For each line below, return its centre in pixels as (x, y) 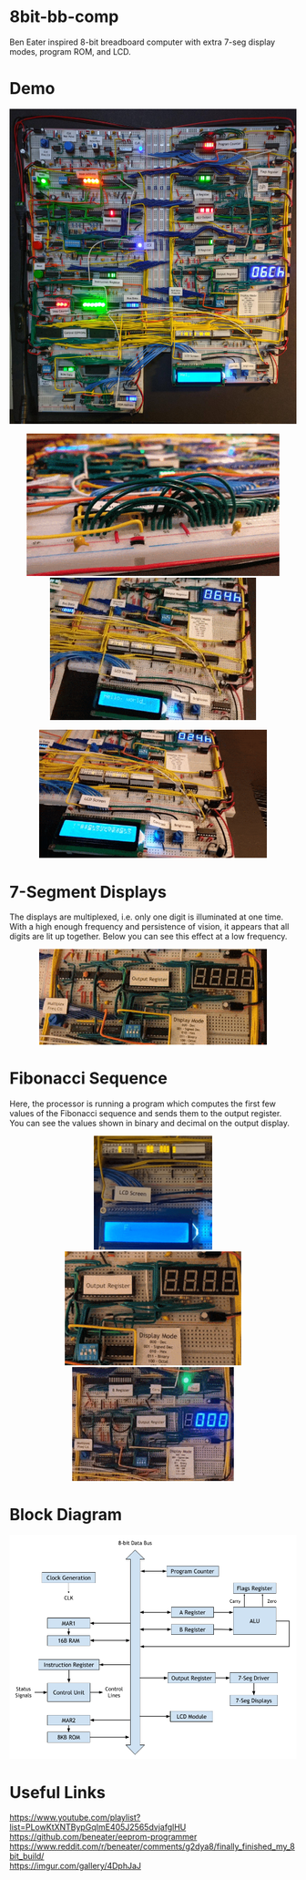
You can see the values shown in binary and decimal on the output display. (149, 1123)
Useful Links (58, 1792)
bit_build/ (27, 1856)
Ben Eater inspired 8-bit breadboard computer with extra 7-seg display (143, 42)
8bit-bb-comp (64, 17)
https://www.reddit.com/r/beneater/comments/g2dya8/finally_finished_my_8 (153, 1846)
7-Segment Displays (88, 892)
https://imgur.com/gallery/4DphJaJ (76, 1866)
